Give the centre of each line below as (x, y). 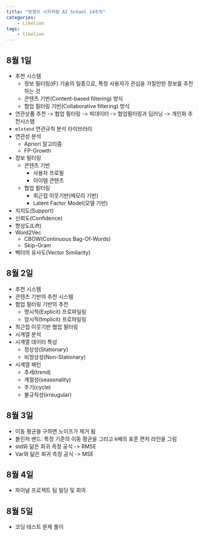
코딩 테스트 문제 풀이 (39, 527)
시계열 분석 (28, 334)
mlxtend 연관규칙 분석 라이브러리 (53, 129)
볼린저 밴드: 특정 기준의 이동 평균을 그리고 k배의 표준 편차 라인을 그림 (96, 439)
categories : (21, 18)
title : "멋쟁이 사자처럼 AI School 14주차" (56, 12)
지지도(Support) (34, 210)
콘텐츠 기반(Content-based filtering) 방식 (74, 98)
